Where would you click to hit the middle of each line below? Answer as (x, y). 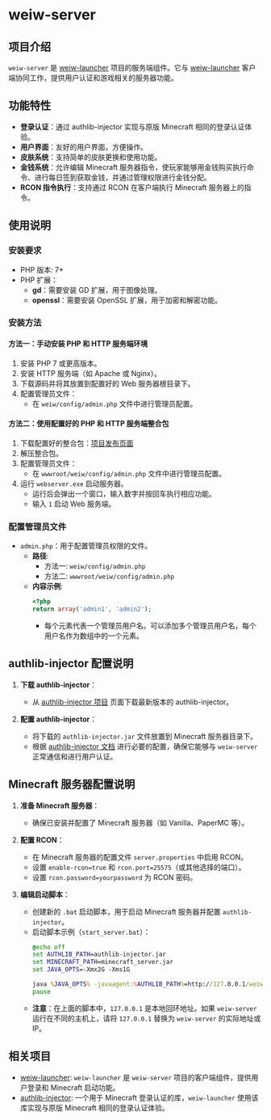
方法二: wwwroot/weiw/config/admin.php (109, 577)
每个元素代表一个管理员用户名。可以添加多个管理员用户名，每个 (150, 625)
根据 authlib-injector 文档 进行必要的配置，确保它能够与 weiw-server (145, 746)
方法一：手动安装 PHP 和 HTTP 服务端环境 (78, 344)
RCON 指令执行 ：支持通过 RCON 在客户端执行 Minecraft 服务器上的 (132, 187)
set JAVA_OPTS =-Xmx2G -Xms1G (81, 970)
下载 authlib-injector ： (58, 684)
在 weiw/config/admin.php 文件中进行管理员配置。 (115, 404)
